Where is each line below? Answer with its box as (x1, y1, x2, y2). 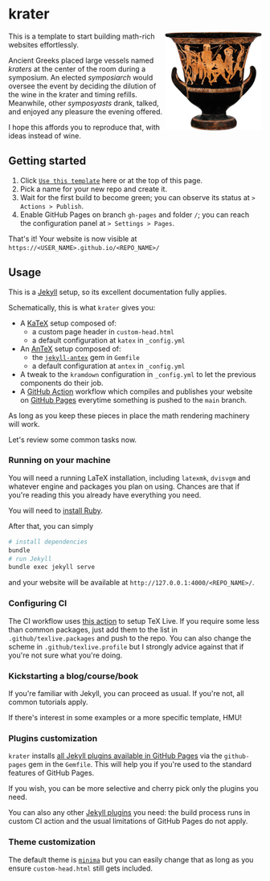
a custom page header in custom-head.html (31, 326, 174, 336)
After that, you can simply (8, 521, 94, 531)
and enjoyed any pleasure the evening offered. (8, 106, 163, 117)
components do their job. (19, 378, 104, 387)
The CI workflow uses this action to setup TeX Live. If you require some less (8, 616, 260, 625)
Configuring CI (8, 598, 67, 609)
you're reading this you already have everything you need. (8, 490, 202, 499)
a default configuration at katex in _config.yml (31, 335, 186, 345)
